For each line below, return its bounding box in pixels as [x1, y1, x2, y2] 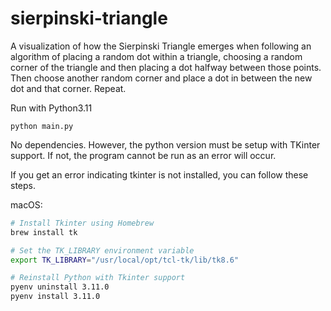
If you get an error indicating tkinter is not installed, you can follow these [10, 168, 309, 181]
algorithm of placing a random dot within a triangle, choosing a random [10, 50, 303, 62]
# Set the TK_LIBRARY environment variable [10, 245, 195, 256]
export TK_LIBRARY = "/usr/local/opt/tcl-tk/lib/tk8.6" [10, 255, 240, 265]
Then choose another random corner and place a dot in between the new [10, 72, 313, 84]
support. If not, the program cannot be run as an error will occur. [10, 149, 277, 161]
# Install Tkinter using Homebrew [10, 218, 155, 228]
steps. [10, 179, 36, 191]
